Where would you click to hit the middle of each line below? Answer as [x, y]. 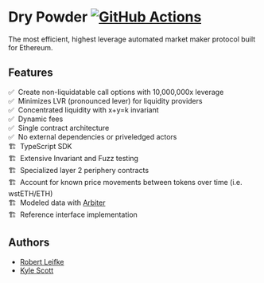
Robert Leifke [42, 261]
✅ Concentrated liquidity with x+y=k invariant [83, 110]
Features [31, 73]
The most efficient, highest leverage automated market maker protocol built [132, 39]
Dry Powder [48, 17]
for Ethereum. [31, 47]
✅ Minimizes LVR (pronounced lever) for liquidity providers [105, 100]
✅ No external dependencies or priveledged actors [93, 136]
